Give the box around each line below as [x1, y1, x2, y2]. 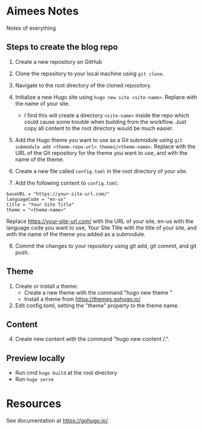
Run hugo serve [15, 375, 54, 383]
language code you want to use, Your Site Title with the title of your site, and [6, 224, 197, 231]
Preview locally [6, 353, 65, 363]
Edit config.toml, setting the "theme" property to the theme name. [15, 302, 179, 309]
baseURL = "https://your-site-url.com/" [6, 191, 110, 197]
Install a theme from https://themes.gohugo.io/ [24, 295, 141, 302]
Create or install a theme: [15, 282, 78, 290]
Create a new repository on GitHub [15, 58, 102, 65]
